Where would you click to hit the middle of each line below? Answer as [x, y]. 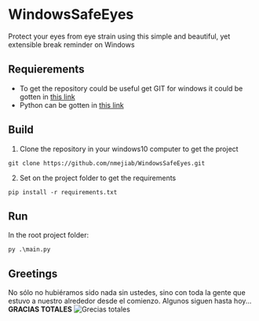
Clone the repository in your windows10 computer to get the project [129, 149]
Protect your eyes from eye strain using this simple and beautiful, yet [119, 36]
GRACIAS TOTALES [40, 309]
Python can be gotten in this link [71, 105]
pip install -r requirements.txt [63, 192]
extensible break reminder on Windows [71, 44]
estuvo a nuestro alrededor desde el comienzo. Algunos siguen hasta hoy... [130, 301]
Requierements [46, 70]
